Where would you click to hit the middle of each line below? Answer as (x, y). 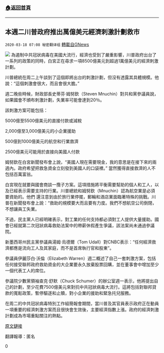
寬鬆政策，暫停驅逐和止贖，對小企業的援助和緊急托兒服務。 (73, 293)
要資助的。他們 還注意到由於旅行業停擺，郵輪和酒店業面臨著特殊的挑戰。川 (81, 197)
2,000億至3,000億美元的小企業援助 (41, 131)
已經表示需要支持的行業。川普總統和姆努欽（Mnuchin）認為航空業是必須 (82, 191)
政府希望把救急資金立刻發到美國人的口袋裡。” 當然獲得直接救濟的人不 (87, 168)
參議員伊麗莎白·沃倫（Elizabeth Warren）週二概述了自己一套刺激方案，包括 (81, 258)
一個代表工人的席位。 (26, 271)
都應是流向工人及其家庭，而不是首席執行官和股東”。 (61, 248)
